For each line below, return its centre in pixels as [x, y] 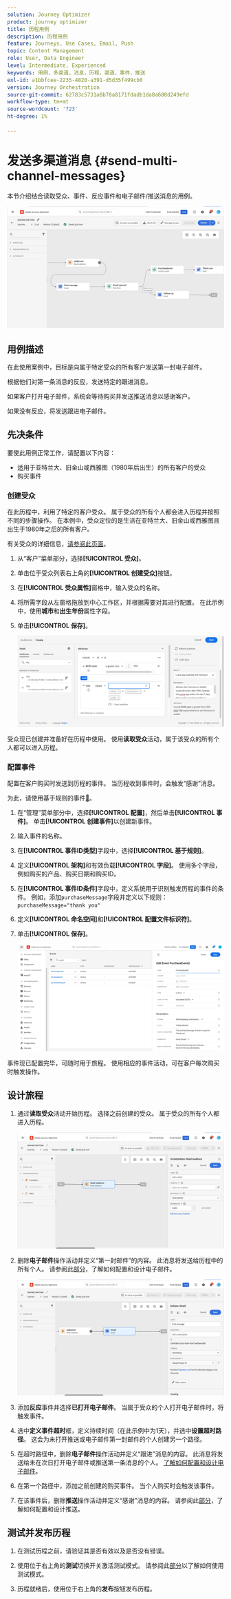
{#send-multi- [136, 160]
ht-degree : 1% [27, 117]
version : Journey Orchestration [53, 87]
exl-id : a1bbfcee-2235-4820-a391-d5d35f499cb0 [75, 80]
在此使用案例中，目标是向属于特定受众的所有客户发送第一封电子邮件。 [107, 367]
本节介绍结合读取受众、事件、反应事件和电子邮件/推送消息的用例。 [102, 196]
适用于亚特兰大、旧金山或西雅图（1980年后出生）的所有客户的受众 [111, 467]
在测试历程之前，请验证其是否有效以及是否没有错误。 [92, 1551]
